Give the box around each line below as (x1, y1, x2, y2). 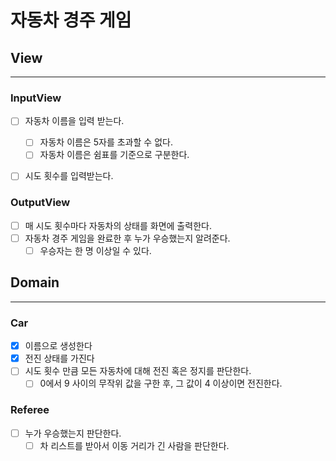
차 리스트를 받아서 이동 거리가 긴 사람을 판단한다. (39, 439, 230, 451)
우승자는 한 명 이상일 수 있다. (39, 244, 152, 256)
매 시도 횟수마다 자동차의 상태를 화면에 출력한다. (24, 219, 212, 231)
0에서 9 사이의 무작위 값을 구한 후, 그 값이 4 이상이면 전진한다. (39, 377, 283, 390)
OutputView (10, 196, 71, 210)
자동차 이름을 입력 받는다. (24, 115, 125, 127)
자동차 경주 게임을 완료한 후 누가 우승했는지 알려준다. (24, 232, 231, 244)
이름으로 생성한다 (24, 340, 93, 352)
